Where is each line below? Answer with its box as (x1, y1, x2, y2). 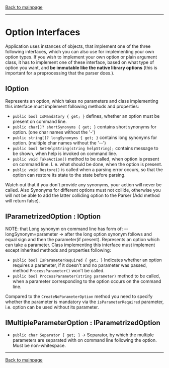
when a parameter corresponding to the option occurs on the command (12, 278, 161, 284)
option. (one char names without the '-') (12, 129, 96, 135)
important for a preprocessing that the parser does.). (5, 70, 115, 76)
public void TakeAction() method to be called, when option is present (12, 156, 159, 162)
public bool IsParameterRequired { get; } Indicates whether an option (12, 257, 162, 263)
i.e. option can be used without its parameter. (5, 304, 99, 310)
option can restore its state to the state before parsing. (12, 172, 126, 178)
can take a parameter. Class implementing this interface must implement (5, 242, 155, 248)
